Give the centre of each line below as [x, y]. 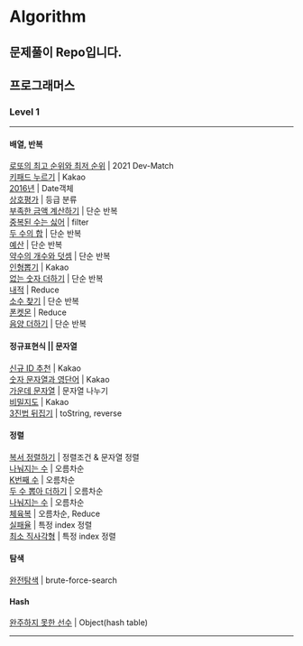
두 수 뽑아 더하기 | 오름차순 [56, 491]
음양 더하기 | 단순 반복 [48, 324]
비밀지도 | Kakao [39, 401]
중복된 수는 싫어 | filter [49, 222]
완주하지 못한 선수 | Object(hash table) [79, 623]
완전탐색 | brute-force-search [63, 580]
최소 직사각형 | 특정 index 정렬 [63, 536]
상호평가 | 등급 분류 [43, 199]
